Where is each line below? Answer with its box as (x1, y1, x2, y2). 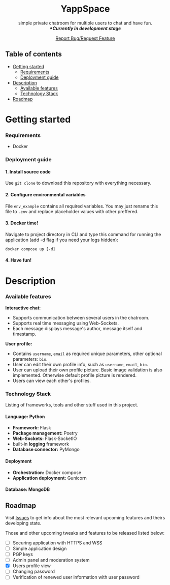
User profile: (5, 340, 32, 346)
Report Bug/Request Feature (55, 35, 115, 41)
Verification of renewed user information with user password (12, 574, 140, 580)
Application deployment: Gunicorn (12, 475, 87, 481)
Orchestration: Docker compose (12, 469, 82, 476)
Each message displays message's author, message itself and (12, 325, 143, 331)
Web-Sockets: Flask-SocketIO (12, 435, 77, 442)
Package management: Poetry (12, 430, 78, 436)
